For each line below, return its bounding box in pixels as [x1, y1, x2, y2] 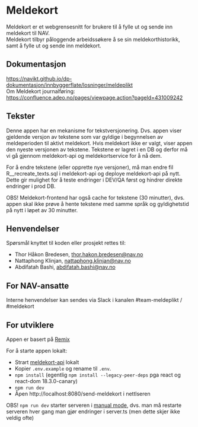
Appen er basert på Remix [6, 336, 70, 343]
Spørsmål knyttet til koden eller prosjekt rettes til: [6, 240, 126, 247]
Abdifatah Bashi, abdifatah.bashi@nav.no [14, 263, 116, 270]
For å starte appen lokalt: [6, 348, 67, 354]
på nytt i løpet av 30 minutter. [6, 206, 78, 213]
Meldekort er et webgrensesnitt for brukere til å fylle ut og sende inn [6, 23, 173, 30]
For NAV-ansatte [6, 281, 69, 291]
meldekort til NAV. [6, 29, 50, 36]
